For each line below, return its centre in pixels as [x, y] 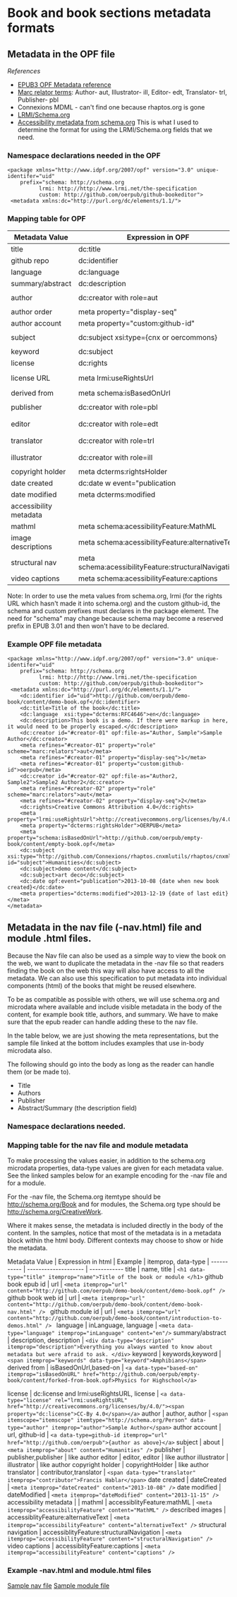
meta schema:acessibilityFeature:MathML [147, 526]
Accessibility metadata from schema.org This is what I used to [108, 122]
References [24, 71]
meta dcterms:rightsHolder [123, 471]
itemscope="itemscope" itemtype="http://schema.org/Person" [98, 1420]
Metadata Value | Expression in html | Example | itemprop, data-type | [108, 1261]
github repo [30, 261]
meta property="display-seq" [128, 311]
